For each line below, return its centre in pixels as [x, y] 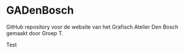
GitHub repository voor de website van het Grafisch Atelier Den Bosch [92, 27]
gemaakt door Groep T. [35, 33]
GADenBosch [40, 10]
